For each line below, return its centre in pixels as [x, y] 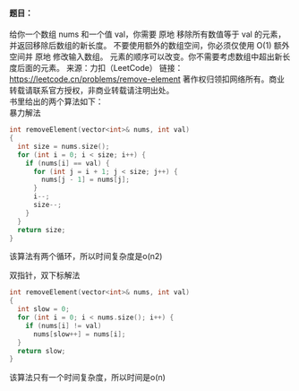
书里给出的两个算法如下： [56, 101]
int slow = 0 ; [43, 309]
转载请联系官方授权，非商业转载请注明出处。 [92, 91]
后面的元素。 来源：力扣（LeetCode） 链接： [100, 68]
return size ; [42, 230]
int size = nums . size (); [64, 146]
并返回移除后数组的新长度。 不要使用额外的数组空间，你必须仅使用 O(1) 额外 [149, 46]
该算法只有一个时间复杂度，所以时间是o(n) [87, 378]
